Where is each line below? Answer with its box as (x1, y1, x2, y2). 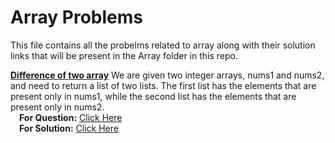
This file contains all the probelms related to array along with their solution (10, 39, 316, 51)
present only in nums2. (10, 101, 105, 113)
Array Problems (10, 6, 143, 29)
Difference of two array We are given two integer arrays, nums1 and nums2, (10, 69, 325, 81)
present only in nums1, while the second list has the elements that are (10, 90, 297, 102)
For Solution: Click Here (19, 122, 119, 134)
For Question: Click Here (19, 111, 123, 123)
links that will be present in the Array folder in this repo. (10, 49, 238, 61)
